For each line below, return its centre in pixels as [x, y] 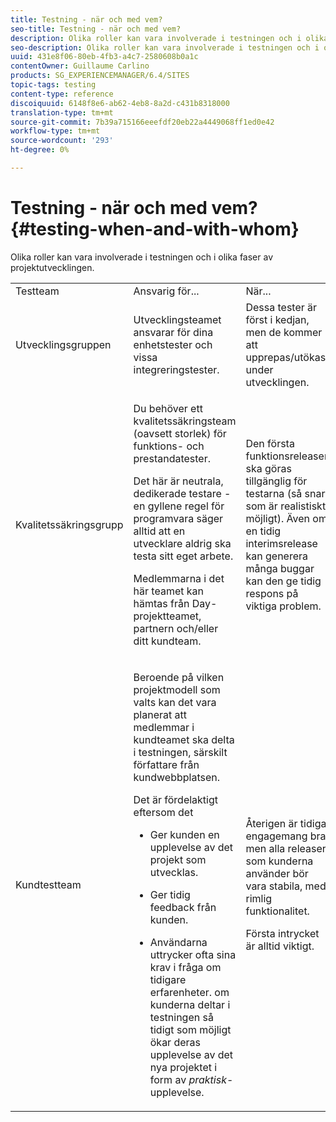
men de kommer [284, 332]
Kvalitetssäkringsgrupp [69, 524]
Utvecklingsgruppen [63, 344]
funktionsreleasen [288, 456]
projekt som [178, 859]
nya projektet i [183, 1067]
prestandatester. [172, 458]
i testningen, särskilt [180, 752]
